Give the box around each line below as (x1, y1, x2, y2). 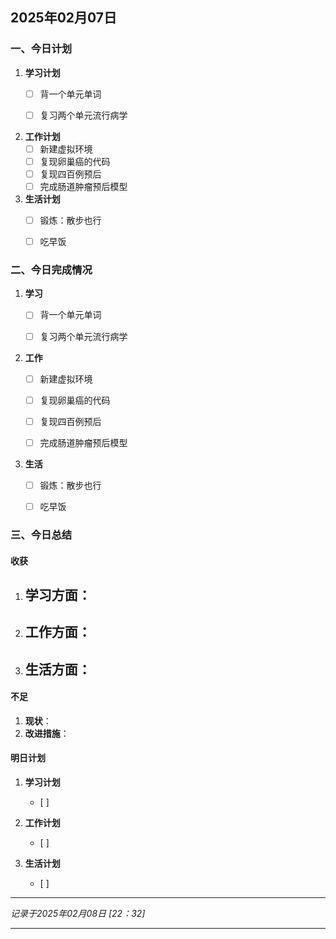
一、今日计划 (10, 42, 73, 56)
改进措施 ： (24, 727, 70, 739)
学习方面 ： (24, 586, 92, 603)
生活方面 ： (24, 661, 92, 678)
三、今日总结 (10, 528, 73, 542)
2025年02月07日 (10, 9, 118, 27)
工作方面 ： (24, 624, 92, 641)
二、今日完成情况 (10, 263, 93, 277)
